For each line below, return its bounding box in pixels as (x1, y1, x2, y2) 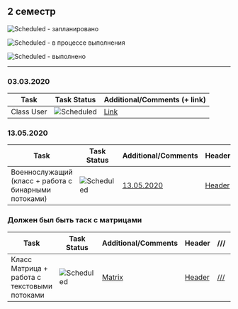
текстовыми (11, 281, 53, 291)
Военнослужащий (11, 167, 73, 177)
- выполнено (47, 52, 86, 60)
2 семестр (7, 6, 57, 18)
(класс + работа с (11, 176, 73, 186)
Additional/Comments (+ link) (103, 95, 207, 105)
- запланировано (47, 24, 99, 33)
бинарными (11, 185, 52, 195)
